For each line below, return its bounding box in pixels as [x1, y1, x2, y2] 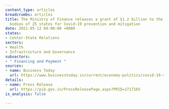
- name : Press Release [5, 82, 53, 87]
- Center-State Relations [5, 36, 59, 41]
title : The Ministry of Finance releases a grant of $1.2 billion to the [5, 17, 163, 22]
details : [5, 77, 24, 82]
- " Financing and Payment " [5, 59, 66, 64]
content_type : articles [5, 7, 55, 13]
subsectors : [5, 54, 30, 59]
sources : [5, 63, 24, 68]
